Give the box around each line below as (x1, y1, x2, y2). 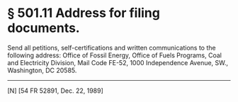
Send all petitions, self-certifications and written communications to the (7, 43, 216, 52)
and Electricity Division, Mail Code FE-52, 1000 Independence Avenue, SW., (7, 58, 229, 67)
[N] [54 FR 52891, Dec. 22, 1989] (7, 86, 104, 95)
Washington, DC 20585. (7, 66, 77, 74)
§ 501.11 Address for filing (7, 5, 161, 21)
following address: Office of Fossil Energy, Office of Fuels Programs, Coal (7, 51, 222, 59)
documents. (7, 20, 80, 36)
